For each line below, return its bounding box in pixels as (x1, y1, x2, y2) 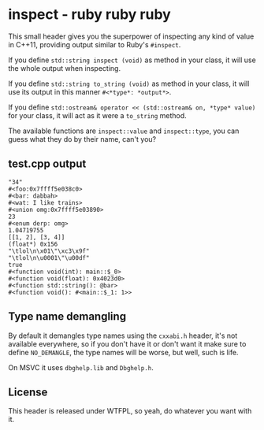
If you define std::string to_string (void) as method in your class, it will (8, 79, 250, 88)
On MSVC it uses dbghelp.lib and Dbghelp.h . (8, 362, 154, 372)
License (8, 385, 48, 398)
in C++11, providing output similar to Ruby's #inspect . (8, 39, 181, 49)
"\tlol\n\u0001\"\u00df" (8, 254, 90, 261)
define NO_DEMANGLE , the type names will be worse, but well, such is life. (8, 347, 239, 357)
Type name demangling (8, 310, 127, 324)
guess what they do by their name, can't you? (8, 134, 156, 143)
